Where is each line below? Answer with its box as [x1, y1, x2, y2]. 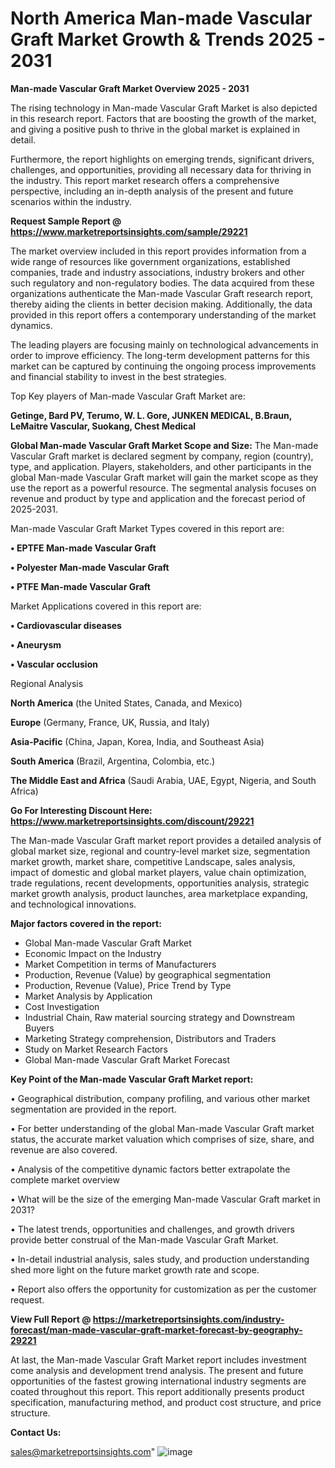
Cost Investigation [24, 1000, 100, 1012]
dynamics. [10, 319, 53, 331]
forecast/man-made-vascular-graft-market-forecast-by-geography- [10, 1323, 303, 1336]
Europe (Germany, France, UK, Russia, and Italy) [10, 716, 210, 728]
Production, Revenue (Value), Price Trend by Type [24, 979, 232, 991]
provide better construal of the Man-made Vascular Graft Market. [10, 1233, 279, 1246]
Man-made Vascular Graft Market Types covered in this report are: [10, 522, 285, 534]
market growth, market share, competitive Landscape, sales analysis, [10, 855, 296, 867]
